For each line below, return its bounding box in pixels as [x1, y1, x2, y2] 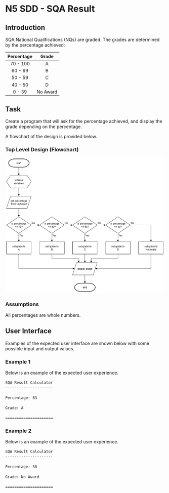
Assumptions [5, 301, 39, 308]
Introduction [5, 23, 46, 32]
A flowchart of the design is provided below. [5, 134, 98, 140]
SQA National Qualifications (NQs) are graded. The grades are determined [5, 36, 160, 43]
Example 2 [5, 427, 32, 434]
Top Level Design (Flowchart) [5, 146, 79, 153]
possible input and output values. [5, 345, 75, 352]
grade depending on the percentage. [5, 124, 82, 130]
